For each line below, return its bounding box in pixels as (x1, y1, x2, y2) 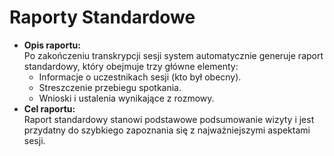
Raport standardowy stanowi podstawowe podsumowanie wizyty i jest (23, 113, 315, 125)
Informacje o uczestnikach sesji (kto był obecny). (38, 71, 242, 83)
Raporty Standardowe (9, 6, 196, 29)
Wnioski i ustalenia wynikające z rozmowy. (38, 92, 215, 104)
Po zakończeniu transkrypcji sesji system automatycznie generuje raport (23, 49, 324, 61)
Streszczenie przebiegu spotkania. (38, 81, 182, 93)
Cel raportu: (23, 102, 76, 115)
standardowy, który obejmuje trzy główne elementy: (23, 60, 239, 72)
